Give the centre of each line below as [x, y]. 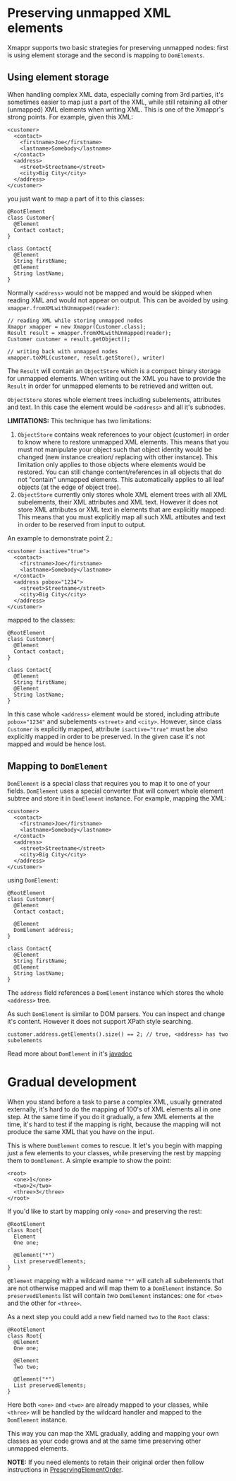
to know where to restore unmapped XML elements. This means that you [123, 442]
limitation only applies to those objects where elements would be [112, 464]
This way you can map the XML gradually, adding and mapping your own [113, 1433]
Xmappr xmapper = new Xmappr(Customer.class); [77, 326]
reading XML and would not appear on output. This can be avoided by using [118, 300]
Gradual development [72, 1082]
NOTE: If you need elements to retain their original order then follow [106, 1462]
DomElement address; [44, 930]
